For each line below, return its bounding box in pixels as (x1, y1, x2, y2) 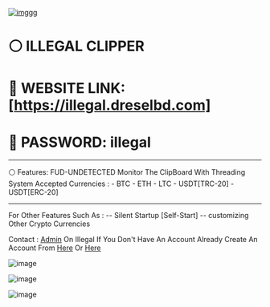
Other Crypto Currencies (8, 219, 91, 228)
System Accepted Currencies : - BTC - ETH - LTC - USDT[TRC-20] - (8, 179, 235, 188)
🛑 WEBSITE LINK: (8, 79, 126, 98)
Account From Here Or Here (8, 243, 102, 252)
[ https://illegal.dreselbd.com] (8, 96, 211, 115)
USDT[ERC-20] (8, 188, 59, 197)
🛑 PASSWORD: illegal (8, 133, 151, 151)
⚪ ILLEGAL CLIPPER (8, 37, 145, 55)
